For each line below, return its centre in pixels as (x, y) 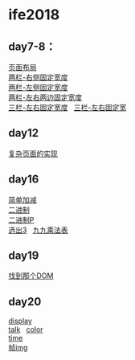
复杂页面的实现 (33, 153)
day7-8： (32, 46)
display (20, 321)
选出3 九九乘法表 (38, 230)
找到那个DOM (31, 276)
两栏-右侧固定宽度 (38, 77)
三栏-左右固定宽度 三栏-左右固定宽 (67, 107)
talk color (26, 329)
